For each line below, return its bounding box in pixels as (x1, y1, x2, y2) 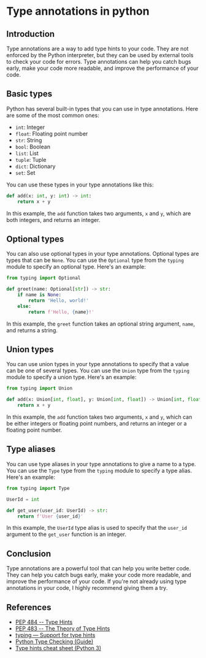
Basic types (6, 89, 53, 99)
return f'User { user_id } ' (17, 513, 84, 519)
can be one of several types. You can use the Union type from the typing (6, 367, 190, 375)
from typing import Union (6, 385, 72, 392)
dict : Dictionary (15, 163, 56, 170)
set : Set (15, 169, 36, 176)
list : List (15, 149, 39, 157)
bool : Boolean (15, 143, 51, 150)
